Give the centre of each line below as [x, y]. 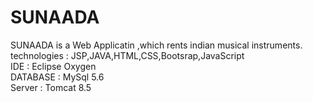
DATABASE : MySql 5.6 [57, 77]
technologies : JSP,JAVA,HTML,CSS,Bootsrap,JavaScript [127, 55]
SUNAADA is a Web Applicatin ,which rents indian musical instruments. [156, 45]
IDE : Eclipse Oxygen [53, 66]
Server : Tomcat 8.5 [51, 87]
